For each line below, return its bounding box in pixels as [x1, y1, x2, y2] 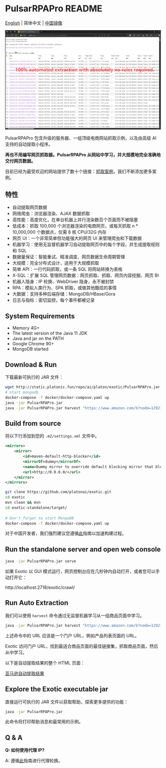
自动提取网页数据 [12, 204, 47, 210]
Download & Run [5, 360, 57, 369]
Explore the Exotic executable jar [5, 685, 109, 693]
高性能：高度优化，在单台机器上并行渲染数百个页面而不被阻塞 [12, 217, 138, 223]
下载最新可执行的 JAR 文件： [5, 374, 64, 380]
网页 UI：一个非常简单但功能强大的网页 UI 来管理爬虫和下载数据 [12, 236, 142, 241]
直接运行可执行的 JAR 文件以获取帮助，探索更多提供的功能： [5, 699, 128, 705]
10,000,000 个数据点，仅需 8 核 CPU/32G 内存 [12, 229, 107, 235]
